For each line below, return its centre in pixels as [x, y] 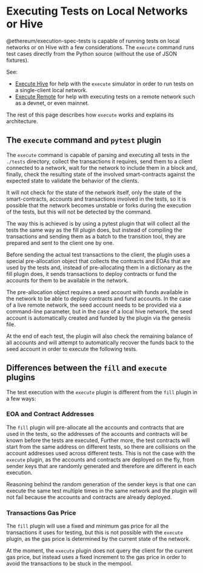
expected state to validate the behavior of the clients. [73, 181]
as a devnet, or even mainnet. [52, 103]
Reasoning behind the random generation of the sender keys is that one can [101, 484]
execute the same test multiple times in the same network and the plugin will [101, 491]
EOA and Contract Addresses [50, 414]
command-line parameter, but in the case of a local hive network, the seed [99, 311]
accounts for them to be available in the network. [68, 280]
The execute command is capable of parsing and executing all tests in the [98, 155]
